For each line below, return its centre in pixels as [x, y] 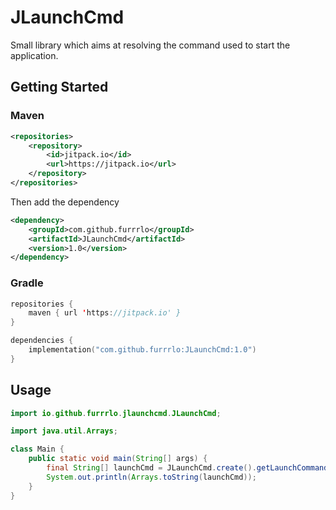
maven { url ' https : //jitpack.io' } [105, 313]
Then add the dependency [65, 202]
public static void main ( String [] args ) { [118, 459]
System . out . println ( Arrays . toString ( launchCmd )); [151, 477]
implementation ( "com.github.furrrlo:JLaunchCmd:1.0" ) [142, 350]
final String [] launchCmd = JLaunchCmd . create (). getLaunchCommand [187, 468]
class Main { [37, 449]
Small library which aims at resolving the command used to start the [150, 45]
